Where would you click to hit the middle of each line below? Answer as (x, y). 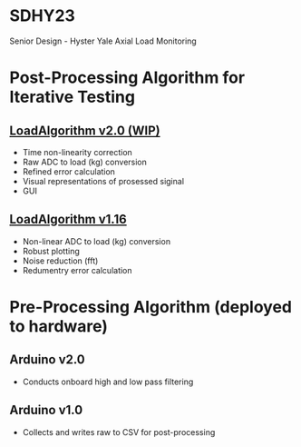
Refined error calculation (69, 171)
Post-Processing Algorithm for (127, 78)
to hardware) (59, 326)
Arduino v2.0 (48, 360)
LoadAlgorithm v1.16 (68, 219)
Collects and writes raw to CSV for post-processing (119, 432)
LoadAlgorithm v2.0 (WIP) (85, 130)
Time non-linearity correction (78, 152)
